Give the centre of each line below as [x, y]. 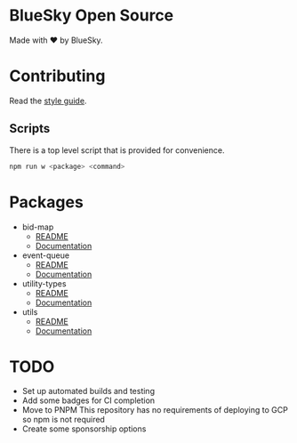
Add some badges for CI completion [88, 400]
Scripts [30, 129]
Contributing [57, 76]
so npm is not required [63, 420]
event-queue [45, 255]
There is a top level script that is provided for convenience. [117, 150]
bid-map [38, 227]
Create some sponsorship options [84, 429]
